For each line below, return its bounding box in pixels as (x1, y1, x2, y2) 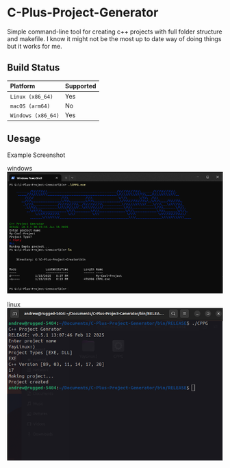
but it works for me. (7, 42, 63, 50)
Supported (64, 82, 97, 90)
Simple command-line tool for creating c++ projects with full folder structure (7, 27, 222, 36)
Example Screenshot (7, 151, 66, 159)
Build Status (7, 62, 60, 73)
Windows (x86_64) (10, 112, 60, 119)
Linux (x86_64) (10, 93, 53, 100)
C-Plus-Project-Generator (7, 5, 159, 21)
